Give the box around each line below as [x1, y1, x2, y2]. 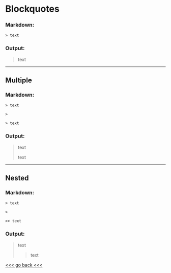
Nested [5, 174, 29, 183]
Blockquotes [5, 3, 60, 15]
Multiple [5, 76, 32, 85]
